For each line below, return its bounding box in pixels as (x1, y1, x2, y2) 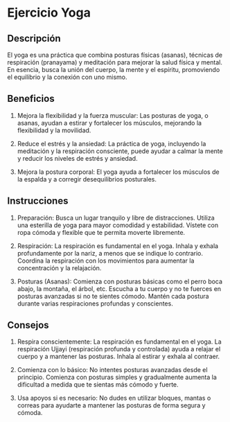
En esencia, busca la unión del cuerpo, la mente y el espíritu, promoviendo (7, 66, 220, 73)
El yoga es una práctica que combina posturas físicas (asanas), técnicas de (7, 51, 223, 59)
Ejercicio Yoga (7, 5, 91, 21)
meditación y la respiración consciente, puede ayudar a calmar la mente (17, 147, 223, 155)
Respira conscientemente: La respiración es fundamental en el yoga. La (17, 337, 222, 346)
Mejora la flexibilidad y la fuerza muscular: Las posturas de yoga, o (17, 111, 209, 119)
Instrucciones (7, 195, 69, 207)
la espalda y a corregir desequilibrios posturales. (17, 175, 157, 183)
